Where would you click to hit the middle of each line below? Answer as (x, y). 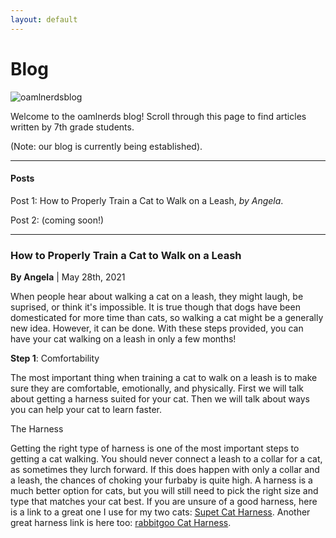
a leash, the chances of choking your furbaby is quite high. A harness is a (161, 480)
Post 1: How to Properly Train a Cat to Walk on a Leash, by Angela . (147, 200)
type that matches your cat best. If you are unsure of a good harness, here (164, 502)
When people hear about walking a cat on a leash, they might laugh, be (157, 297)
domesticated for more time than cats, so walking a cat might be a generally (167, 318)
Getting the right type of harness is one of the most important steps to (155, 448)
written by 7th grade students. (72, 127)
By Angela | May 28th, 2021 (68, 277)
